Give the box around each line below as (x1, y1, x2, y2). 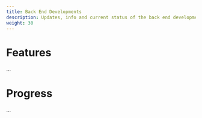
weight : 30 (6, 20, 34, 26)
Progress (6, 86, 53, 100)
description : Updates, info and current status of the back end (6, 14, 171, 20)
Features (6, 46, 52, 59)
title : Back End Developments (6, 8, 82, 15)
